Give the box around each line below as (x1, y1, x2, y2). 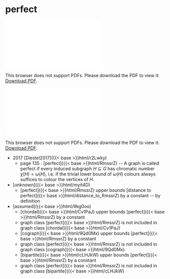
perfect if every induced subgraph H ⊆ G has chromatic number (20, 165, 155, 171)
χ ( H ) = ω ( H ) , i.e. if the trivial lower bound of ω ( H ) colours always (20, 171, 156, 177)
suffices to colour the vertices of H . (20, 176, 95, 182)
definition (20, 198, 41, 204)
